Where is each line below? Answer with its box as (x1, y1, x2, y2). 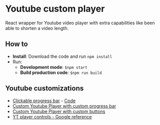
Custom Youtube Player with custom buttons (12, 108, 105, 114)
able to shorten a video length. (5, 25, 69, 31)
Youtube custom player (5, 3, 105, 15)
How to (5, 40, 28, 49)
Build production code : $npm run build (20, 69, 102, 75)
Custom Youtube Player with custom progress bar (12, 103, 117, 109)
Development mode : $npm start (20, 64, 87, 70)
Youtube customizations (5, 84, 84, 93)
